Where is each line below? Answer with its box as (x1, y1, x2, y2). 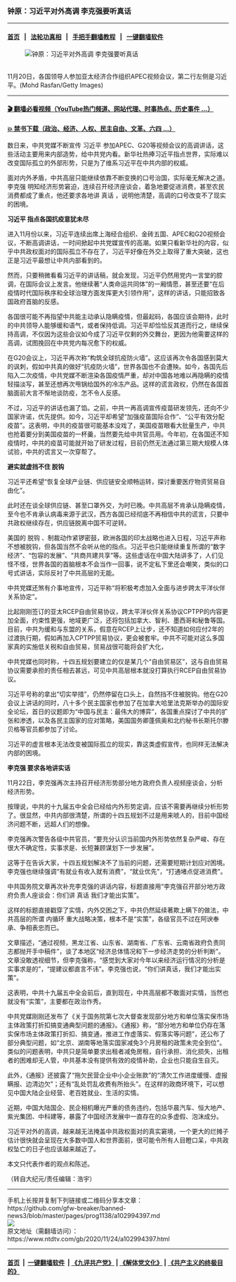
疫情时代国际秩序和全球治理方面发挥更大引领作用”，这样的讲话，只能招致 (7, 289, 220, 297)
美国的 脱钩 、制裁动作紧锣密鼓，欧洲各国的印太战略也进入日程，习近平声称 (7, 534, 226, 542)
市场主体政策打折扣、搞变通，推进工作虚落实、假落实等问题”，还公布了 (19, 1030, 226, 1038)
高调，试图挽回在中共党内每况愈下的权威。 (7, 339, 131, 347)
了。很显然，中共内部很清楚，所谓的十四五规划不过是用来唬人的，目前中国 (7, 811, 223, 820)
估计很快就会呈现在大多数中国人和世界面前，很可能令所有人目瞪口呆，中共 (7, 1136, 223, 1144)
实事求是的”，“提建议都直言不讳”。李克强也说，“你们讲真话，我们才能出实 (7, 964, 221, 974)
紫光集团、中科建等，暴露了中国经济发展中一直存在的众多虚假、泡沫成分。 (7, 1112, 223, 1121)
